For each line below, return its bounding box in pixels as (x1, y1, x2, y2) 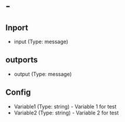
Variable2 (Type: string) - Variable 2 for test (13, 109, 119, 116)
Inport (5, 23, 29, 33)
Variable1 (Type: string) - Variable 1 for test (13, 103, 117, 110)
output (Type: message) (13, 70, 72, 78)
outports (5, 55, 39, 65)
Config (5, 88, 31, 97)
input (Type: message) (13, 38, 68, 45)
